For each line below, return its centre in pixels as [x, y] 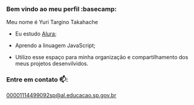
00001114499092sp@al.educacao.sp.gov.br [61, 95]
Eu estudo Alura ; [36, 34]
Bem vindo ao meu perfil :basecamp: [62, 9]
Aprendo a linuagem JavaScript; [55, 46]
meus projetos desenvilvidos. [52, 64]
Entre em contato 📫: [37, 80]
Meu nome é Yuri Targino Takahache [52, 22]
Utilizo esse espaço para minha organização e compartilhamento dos [102, 57]
